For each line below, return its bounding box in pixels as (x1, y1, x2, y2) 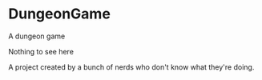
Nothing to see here (8, 46, 75, 56)
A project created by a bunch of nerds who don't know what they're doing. (8, 62, 255, 72)
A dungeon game (8, 31, 66, 41)
